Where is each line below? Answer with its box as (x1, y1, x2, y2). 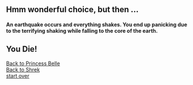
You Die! (6, 44, 38, 55)
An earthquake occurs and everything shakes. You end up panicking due (6, 21, 188, 28)
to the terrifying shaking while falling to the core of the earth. (6, 27, 158, 34)
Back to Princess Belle (6, 60, 60, 67)
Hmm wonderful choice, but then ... (6, 5, 139, 15)
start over (6, 72, 30, 79)
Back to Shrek (6, 66, 40, 73)
